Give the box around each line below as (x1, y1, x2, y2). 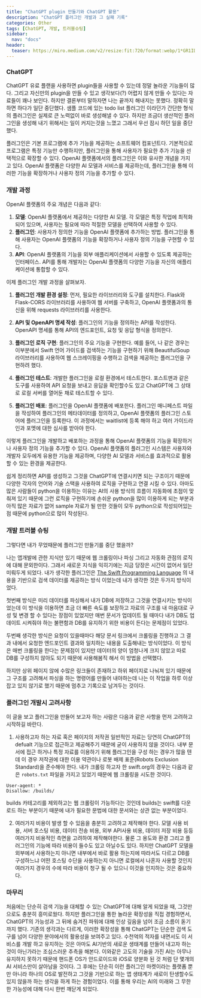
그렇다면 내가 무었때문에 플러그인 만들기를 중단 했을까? (6, 541, 133, 548)
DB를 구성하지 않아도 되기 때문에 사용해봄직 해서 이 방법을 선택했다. (6, 654, 163, 661)
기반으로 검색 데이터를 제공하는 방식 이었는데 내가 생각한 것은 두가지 (17, 576, 175, 583)
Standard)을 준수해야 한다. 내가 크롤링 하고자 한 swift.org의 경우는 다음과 (14, 763, 187, 770)
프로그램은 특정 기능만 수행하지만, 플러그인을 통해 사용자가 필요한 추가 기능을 (6, 147, 185, 155)
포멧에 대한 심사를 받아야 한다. (26, 425, 97, 432)
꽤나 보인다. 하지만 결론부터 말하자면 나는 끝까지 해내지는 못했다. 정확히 (22, 97, 188, 104)
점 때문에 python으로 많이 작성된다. (6, 510, 89, 517)
